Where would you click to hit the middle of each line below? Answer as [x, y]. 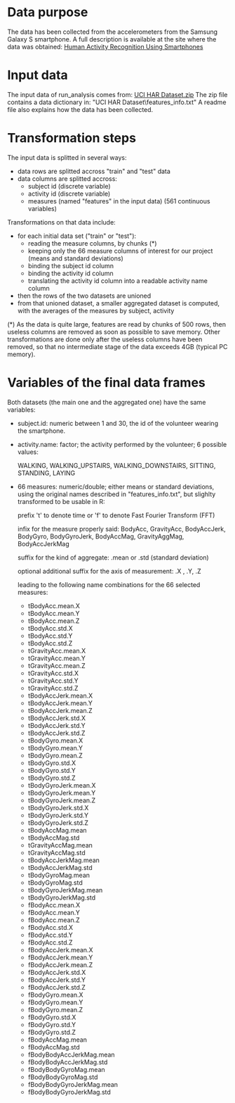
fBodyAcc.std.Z [50, 942]
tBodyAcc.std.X [50, 628]
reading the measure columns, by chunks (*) [92, 243]
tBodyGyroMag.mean [59, 875]
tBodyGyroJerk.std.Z [58, 822]
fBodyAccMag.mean [58, 1040]
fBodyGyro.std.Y [52, 1024]
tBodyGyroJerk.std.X [58, 807]
